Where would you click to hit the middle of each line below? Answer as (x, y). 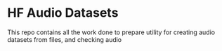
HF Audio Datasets (63, 13)
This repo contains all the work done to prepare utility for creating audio (111, 32)
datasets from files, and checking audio (65, 39)
